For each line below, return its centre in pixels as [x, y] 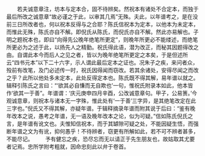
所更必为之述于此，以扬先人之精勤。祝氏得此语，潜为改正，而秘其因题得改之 [103, 47]
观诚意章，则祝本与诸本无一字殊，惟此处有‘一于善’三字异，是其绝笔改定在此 [101, 101]
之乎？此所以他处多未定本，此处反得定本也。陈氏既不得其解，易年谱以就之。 [103, 78]
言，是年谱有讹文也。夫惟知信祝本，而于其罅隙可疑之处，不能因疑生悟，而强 [103, 124]
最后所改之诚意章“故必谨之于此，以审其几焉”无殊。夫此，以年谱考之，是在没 [102, 17]
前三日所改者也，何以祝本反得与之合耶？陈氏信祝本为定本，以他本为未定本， [103, 24]
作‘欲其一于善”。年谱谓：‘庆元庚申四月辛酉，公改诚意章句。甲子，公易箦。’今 [102, 93]
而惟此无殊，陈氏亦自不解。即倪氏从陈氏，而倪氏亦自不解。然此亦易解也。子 [103, 32]
